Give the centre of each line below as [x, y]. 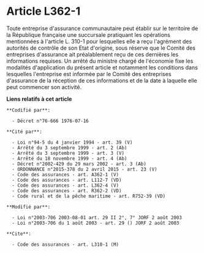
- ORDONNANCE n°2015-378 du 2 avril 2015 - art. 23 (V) [85, 169]
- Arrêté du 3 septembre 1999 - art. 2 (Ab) [70, 148]
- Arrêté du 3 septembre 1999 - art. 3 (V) [68, 153]
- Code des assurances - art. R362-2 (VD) [67, 191]
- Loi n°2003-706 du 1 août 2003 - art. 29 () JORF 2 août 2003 [96, 223]
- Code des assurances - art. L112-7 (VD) [67, 180]
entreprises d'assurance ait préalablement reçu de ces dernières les [93, 54]
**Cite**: [19, 234]
